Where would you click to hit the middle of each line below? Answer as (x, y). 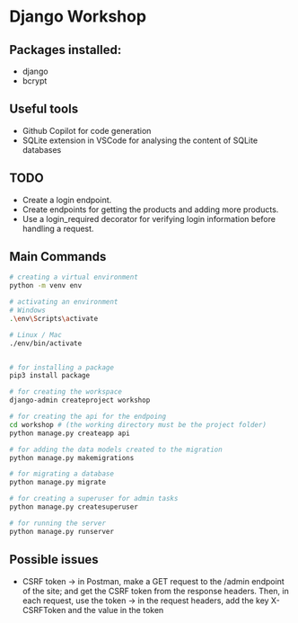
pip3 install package (50, 376)
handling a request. (58, 228)
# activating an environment (64, 302)
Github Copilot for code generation (87, 130)
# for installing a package (62, 367)
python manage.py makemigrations (72, 458)
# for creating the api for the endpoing (88, 417)
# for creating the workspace (66, 392)
